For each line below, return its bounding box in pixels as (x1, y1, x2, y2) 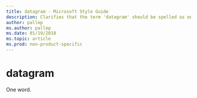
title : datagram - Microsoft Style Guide (6, 8, 109, 15)
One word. (6, 86, 32, 93)
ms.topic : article (6, 36, 51, 42)
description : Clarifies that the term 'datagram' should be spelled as (6, 14, 185, 20)
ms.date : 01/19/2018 (6, 31, 57, 36)
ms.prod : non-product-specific (6, 42, 83, 48)
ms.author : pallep (6, 25, 51, 31)
